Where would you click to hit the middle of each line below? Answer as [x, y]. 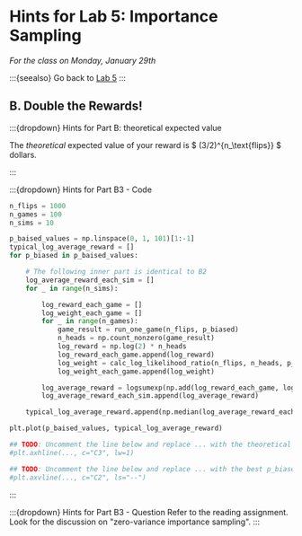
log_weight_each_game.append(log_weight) [136, 371]
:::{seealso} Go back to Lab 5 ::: [68, 77]
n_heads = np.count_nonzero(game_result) [136, 338]
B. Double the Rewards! [76, 106]
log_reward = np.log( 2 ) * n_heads [122, 347]
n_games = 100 [36, 214]
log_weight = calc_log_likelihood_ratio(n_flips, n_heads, [170, 363]
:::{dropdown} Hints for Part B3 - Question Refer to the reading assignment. [149, 512]
